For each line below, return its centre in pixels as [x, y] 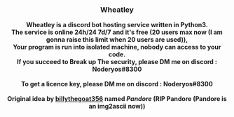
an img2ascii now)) [117, 107]
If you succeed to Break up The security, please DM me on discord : [117, 62]
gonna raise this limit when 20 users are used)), [117, 40]
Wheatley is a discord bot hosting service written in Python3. [117, 25]
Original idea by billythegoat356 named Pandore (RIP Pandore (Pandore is [117, 99]
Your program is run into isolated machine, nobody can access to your [117, 47]
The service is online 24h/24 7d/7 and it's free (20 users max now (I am [117, 32]
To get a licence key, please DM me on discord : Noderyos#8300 [117, 84]
